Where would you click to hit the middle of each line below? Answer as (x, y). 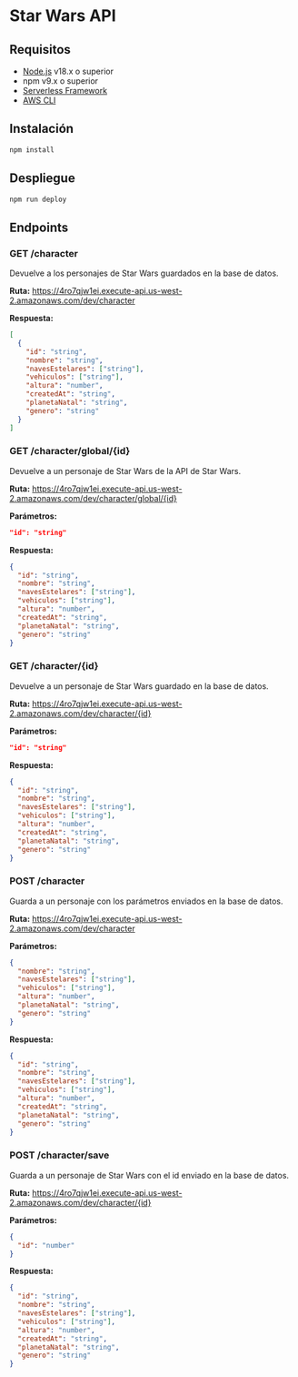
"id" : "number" (46, 1245)
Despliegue (42, 178)
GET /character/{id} (54, 666)
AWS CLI (39, 100)
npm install (32, 150)
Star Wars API (63, 16)
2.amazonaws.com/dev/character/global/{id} (93, 498)
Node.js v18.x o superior (68, 71)
